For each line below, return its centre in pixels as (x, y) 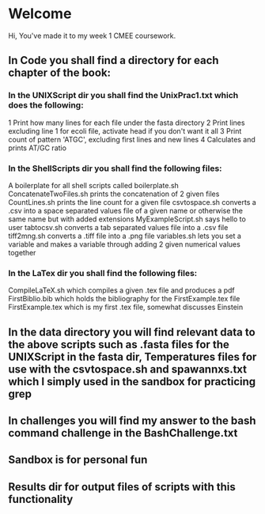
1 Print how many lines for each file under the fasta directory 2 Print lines (127, 123)
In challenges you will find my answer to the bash (132, 421)
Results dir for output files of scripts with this (122, 487)
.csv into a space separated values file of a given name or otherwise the (126, 210)
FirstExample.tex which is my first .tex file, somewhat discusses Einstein (126, 307)
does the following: (46, 105)
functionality (41, 499)
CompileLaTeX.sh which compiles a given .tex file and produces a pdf (121, 290)
